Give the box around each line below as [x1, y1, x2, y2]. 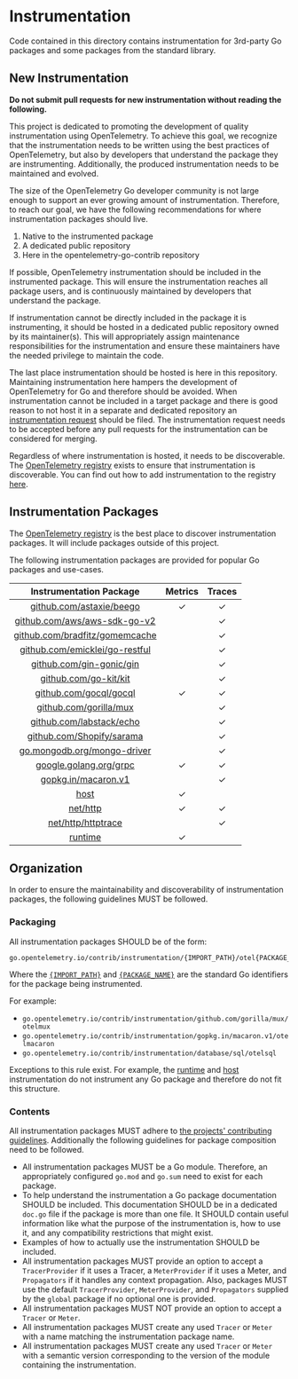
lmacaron [21, 1039, 55, 1048]
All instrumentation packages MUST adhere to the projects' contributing [9, 1125, 272, 1136]
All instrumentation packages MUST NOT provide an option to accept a [21, 1303, 282, 1313]
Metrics [165, 585, 200, 597]
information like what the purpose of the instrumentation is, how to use [21, 1217, 281, 1228]
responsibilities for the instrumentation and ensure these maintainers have [9, 340, 280, 351]
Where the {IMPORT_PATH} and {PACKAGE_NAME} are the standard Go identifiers [9, 969, 288, 980]
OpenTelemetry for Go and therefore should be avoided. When [9, 386, 238, 397]
